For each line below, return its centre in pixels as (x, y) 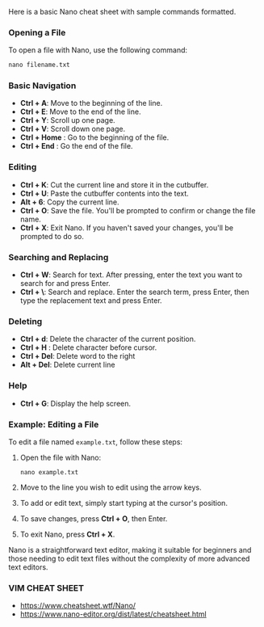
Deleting (25, 321)
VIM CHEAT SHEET (46, 587)
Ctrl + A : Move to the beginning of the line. (91, 103)
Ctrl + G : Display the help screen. (75, 403)
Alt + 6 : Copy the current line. (69, 202)
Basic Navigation (42, 86)
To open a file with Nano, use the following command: (98, 50)
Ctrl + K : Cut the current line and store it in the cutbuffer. (114, 184)
